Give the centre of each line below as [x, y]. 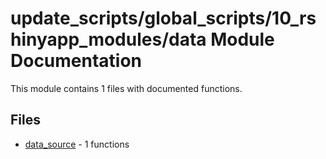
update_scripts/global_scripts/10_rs [163, 18]
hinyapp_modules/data [108, 39]
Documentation [76, 61]
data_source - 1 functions [77, 144]
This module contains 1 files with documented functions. [126, 88]
